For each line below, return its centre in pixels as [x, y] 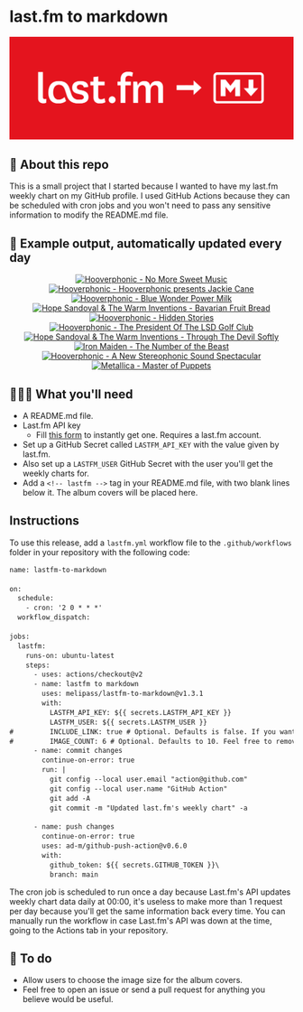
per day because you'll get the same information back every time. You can [147, 911]
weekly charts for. [56, 473]
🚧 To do [31, 959]
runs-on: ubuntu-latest [70, 655]
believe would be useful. [68, 999]
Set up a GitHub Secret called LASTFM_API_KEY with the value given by [151, 444]
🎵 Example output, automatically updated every [146, 243]
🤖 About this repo [60, 164]
